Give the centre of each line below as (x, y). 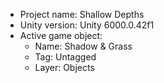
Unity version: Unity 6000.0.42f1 (87, 25)
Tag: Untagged (65, 57)
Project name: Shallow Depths (82, 14)
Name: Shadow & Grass (83, 46)
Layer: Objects (64, 67)
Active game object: (61, 35)
